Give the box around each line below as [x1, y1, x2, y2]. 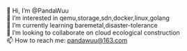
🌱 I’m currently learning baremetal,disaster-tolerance [6, 21, 158, 29]
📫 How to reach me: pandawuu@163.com [6, 37, 128, 44]
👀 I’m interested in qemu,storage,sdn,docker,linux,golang [6, 14, 170, 22]
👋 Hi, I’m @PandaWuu [6, 7, 69, 14]
